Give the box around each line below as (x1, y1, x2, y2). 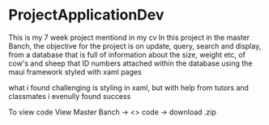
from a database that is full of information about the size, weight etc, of (8, 50, 246, 59)
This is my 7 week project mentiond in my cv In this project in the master (8, 32, 250, 42)
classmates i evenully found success (8, 91, 131, 101)
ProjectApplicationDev (8, 6, 164, 24)
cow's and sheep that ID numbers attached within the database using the (8, 58, 253, 68)
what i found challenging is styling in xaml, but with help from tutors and (8, 83, 250, 93)
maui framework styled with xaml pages (8, 67, 142, 76)
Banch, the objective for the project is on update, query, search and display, (8, 41, 262, 50)
